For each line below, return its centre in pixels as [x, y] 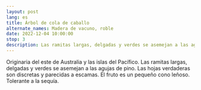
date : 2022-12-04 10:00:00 [40, 34]
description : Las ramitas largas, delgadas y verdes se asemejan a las [97, 45]
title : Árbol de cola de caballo [48, 23]
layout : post [22, 12]
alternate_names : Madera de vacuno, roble [60, 28]
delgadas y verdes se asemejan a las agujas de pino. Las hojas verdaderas [98, 68]
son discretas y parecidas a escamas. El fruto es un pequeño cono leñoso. [98, 75]
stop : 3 [16, 39]
